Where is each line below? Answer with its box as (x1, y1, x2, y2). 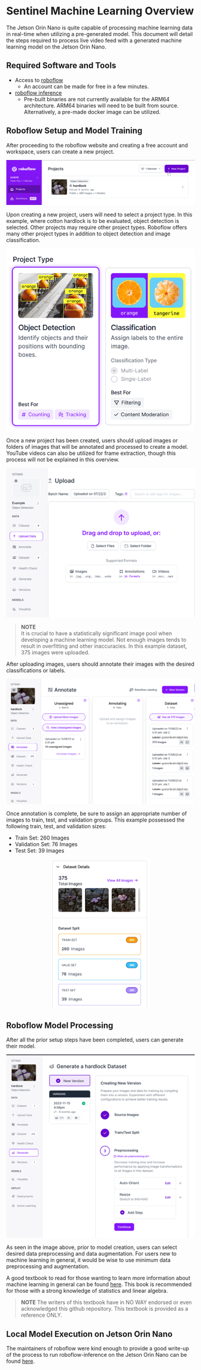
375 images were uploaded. (20, 649, 90, 656)
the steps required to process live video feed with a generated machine (6, 37, 182, 44)
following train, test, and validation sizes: (6, 822, 106, 829)
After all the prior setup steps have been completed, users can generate (6, 1036, 184, 1043)
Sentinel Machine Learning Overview (6, 4, 194, 18)
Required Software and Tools (6, 61, 117, 71)
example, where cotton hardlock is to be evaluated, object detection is (6, 218, 179, 225)
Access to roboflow (14, 76, 63, 83)
